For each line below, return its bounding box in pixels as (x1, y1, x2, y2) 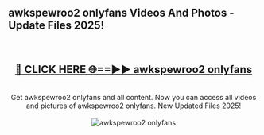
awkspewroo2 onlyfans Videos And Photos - (8, 6, 235, 20)
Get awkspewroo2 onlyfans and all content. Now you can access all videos (10, 92, 257, 102)
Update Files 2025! (8, 19, 105, 33)
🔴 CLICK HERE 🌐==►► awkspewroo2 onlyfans (14, 63, 253, 76)
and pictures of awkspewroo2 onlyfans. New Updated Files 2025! (26, 101, 241, 110)
